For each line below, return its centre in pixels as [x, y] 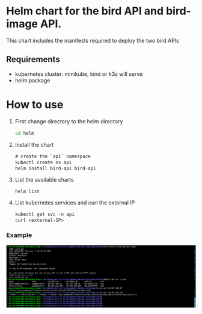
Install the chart [34, 144]
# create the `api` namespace [53, 156]
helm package [32, 80]
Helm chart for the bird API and [85, 11]
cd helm [24, 133]
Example [19, 235]
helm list [27, 191]
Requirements [33, 59]
